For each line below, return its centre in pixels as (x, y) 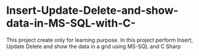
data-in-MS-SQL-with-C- (71, 23)
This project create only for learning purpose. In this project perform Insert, (99, 40)
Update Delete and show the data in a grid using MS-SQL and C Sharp (93, 46)
